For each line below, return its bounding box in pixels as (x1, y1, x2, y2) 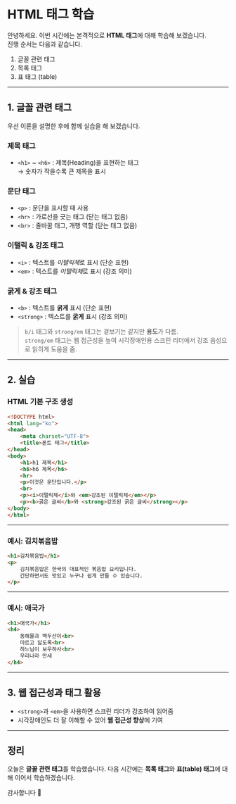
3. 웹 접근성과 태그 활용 (7, 687, 102, 699)
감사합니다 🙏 (7, 789, 42, 797)
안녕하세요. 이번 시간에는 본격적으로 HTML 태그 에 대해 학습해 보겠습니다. (7, 31, 207, 39)
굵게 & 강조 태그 (7, 286, 58, 296)
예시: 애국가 (7, 603, 45, 613)
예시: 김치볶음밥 (7, 536, 58, 546)
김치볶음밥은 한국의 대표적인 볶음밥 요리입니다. (20, 565, 137, 572)
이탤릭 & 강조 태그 (7, 241, 64, 251)
